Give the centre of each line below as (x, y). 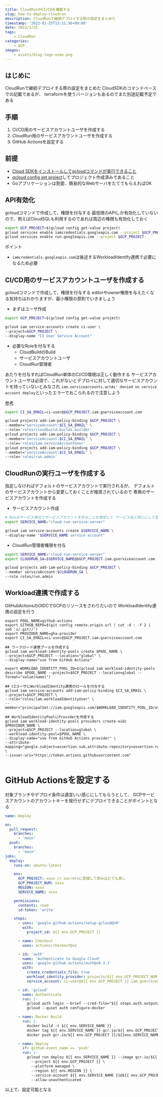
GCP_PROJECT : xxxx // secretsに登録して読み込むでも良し (72, 879)
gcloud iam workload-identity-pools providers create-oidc (66, 721)
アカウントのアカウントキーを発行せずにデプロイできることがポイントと (81, 800)
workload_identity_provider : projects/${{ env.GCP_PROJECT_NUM (92, 977)
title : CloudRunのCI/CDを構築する (38, 9)
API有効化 (20, 200)
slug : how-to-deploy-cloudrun (36, 14)
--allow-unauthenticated (56, 1080)
